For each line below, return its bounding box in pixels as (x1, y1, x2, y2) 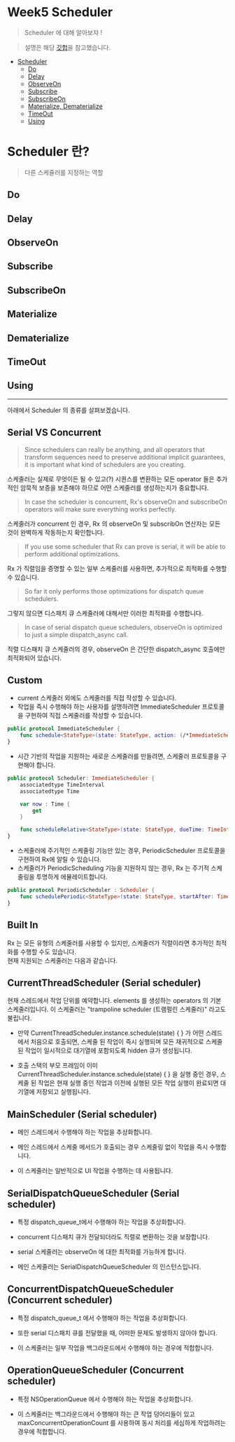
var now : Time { (20, 801, 71, 808)
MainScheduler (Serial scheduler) (7, 1108, 157, 1120)
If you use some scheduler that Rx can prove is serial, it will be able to (24, 542, 226, 551)
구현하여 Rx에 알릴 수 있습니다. (17, 855, 101, 864)
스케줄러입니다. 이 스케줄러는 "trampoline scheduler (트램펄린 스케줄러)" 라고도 (7, 1005, 226, 1014)
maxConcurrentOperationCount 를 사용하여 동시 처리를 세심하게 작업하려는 (17, 1418, 226, 1427)
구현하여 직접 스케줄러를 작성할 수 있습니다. (24, 712, 143, 720)
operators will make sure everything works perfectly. (24, 505, 177, 513)
